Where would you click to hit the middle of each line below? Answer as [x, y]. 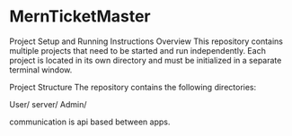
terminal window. [41, 70]
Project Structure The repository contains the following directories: [133, 87]
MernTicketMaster [80, 17]
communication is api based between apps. [90, 122]
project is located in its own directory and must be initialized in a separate [146, 60]
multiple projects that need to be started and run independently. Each [138, 50]
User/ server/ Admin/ [48, 104]
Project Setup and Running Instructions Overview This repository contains [146, 41]
